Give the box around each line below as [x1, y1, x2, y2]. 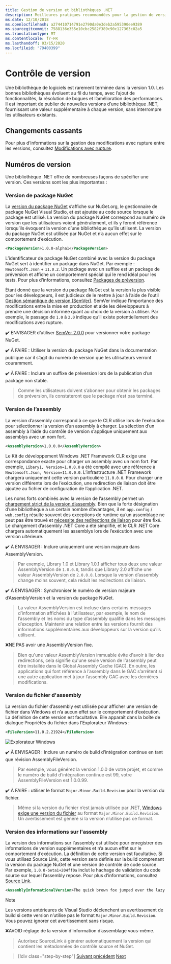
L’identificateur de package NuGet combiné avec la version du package [5, 255, 156, 261]
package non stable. [5, 378, 48, 384]
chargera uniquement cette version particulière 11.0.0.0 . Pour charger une [5, 474, 163, 480]
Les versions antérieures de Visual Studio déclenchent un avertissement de [5, 907, 164, 913]
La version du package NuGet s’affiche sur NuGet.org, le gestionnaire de [5, 203, 158, 210]
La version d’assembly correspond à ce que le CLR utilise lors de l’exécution [5, 417, 165, 423]
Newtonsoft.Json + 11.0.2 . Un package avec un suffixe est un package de [5, 266, 160, 272]
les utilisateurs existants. [5, 111, 57, 118]
